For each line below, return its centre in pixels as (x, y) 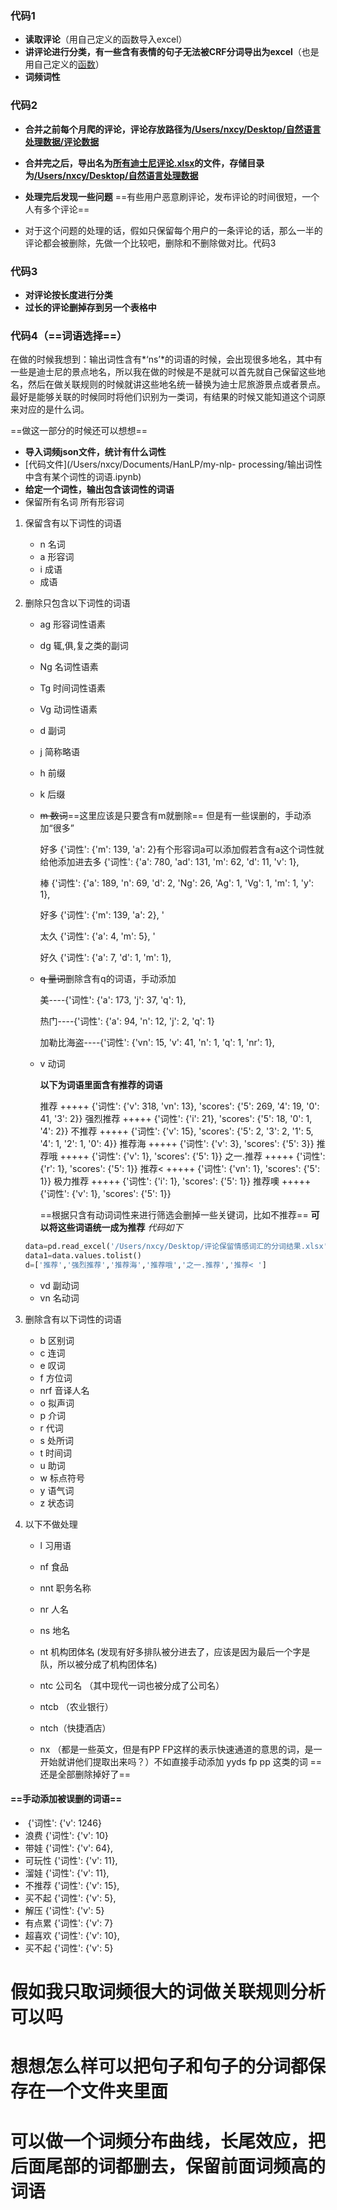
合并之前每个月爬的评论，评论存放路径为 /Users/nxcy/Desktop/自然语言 (173, 129)
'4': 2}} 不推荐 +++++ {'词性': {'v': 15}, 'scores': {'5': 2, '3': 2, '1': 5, (176, 1131)
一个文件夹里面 (107, 2091)
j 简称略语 (59, 752)
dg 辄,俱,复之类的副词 (84, 646)
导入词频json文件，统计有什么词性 (95, 452)
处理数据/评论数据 (62, 141)
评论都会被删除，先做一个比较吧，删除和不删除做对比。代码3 (150, 243)
